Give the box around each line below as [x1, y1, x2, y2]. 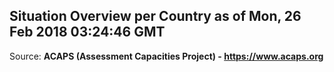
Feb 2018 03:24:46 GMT [9, 24, 166, 41]
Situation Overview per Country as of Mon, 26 [9, 8, 302, 25]
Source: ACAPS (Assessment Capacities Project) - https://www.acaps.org [9, 50, 324, 62]
